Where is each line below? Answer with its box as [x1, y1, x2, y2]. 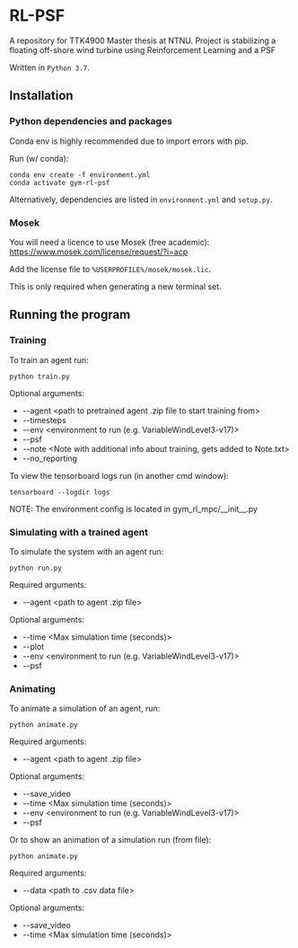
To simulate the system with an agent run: [9, 545, 164, 557]
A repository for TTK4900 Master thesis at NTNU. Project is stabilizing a [9, 35, 276, 46]
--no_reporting [22, 453, 78, 464]
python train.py [9, 372, 70, 381]
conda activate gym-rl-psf [9, 178, 110, 187]
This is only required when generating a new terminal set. [9, 280, 222, 292]
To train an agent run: [9, 354, 89, 365]
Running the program [9, 307, 131, 323]
